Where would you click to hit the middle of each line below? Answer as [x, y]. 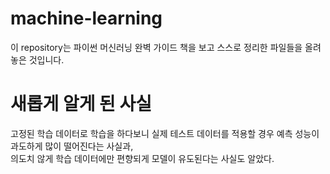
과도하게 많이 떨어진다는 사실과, [72, 146]
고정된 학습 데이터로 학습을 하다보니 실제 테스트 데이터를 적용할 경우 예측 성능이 [165, 133]
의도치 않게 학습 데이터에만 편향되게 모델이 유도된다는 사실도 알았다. [142, 158]
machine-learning [86, 18]
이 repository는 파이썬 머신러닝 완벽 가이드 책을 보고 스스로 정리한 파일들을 [156, 47]
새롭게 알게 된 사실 [81, 104]
